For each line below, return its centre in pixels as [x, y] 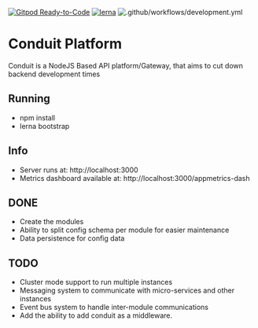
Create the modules [52, 222]
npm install [37, 117]
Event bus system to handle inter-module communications [114, 308]
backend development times [54, 74]
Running [29, 99]
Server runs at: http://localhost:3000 [79, 170]
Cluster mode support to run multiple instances [96, 282]
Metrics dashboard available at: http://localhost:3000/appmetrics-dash [135, 178]
